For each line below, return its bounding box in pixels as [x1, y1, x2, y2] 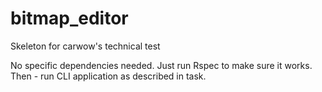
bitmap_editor [10, 7, 129, 30]
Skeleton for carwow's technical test [10, 40, 161, 52]
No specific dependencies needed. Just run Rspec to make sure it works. [10, 59, 313, 71]
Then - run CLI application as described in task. [10, 70, 207, 82]
